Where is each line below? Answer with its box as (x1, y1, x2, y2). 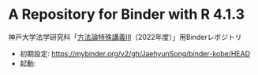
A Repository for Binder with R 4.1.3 (8, 5, 245, 23)
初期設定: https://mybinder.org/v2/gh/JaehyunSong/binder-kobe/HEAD (19, 48, 251, 58)
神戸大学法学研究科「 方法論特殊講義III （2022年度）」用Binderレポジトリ (8, 32, 242, 41)
